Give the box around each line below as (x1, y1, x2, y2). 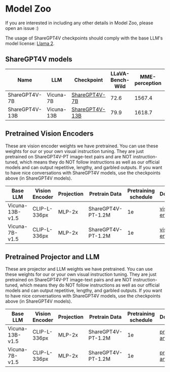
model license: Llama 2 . (5, 40, 55, 46)
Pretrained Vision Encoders (5, 130, 94, 138)
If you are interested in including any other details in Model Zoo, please (5, 20, 153, 26)
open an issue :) (5, 25, 39, 31)
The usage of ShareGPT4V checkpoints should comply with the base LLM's (5, 35, 163, 41)
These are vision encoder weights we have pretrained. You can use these (5, 143, 158, 149)
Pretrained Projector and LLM (5, 253, 100, 261)
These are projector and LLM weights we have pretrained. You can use (5, 266, 153, 272)
